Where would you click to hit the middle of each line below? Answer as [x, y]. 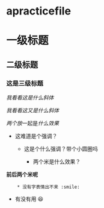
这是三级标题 [25, 83]
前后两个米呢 [22, 175]
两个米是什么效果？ [57, 162]
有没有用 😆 [29, 199]
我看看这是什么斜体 [30, 98]
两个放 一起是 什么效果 [32, 123]
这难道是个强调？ [36, 136]
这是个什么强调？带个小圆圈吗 [61, 149]
